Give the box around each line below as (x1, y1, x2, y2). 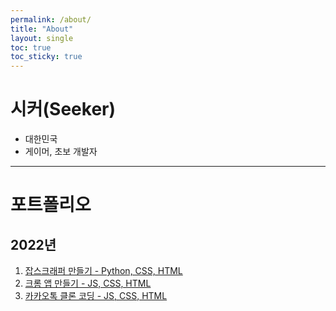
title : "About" (10, 24, 74, 34)
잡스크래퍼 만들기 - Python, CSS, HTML (24, 265, 183, 277)
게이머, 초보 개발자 (24, 146, 98, 158)
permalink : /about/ (10, 14, 92, 25)
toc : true (10, 42, 52, 53)
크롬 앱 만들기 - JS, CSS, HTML (24, 277, 152, 290)
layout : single (10, 33, 74, 43)
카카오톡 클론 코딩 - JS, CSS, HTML (24, 290, 168, 302)
